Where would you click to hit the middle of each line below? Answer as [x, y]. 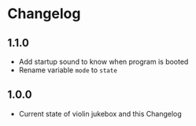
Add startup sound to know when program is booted [104, 61]
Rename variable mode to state [68, 70]
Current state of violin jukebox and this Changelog [100, 113]
